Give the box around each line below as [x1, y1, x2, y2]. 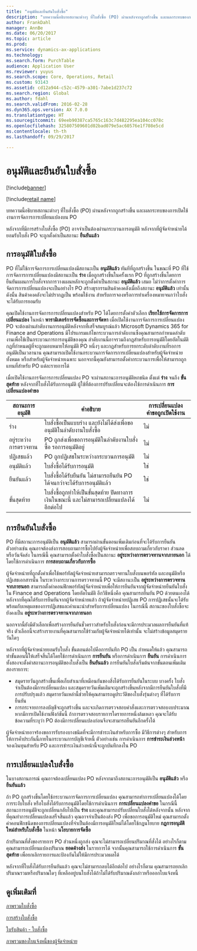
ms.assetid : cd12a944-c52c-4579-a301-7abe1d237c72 [6, 85, 133, 91]
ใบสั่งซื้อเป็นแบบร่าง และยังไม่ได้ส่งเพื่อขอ [44, 419, 134, 427]
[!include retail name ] [6, 195, 56, 202]
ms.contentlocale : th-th [6, 128, 67, 135]
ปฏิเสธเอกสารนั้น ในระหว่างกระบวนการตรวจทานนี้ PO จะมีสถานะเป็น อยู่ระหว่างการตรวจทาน [6, 576, 186, 583]
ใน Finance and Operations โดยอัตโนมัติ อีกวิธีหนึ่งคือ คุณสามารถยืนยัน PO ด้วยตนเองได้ [6, 590, 190, 597]
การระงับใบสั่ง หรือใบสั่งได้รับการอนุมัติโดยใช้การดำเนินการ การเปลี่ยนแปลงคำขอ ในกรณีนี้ [6, 800, 178, 807]
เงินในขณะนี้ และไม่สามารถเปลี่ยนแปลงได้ [44, 495, 135, 504]
